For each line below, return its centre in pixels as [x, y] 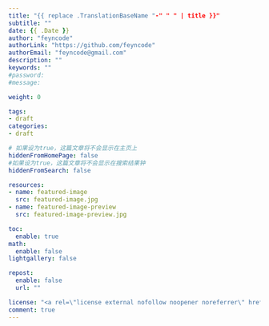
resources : [26, 185]
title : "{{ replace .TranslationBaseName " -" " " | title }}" [114, 16]
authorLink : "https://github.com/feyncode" [82, 46]
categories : [28, 126]
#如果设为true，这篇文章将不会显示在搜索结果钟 [77, 163]
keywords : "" [30, 68]
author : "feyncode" [41, 38]
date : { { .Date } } [39, 30]
